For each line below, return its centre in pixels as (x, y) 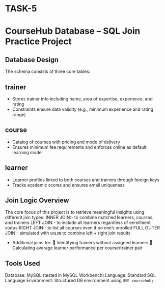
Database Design (32, 60)
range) (19, 114)
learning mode (27, 152)
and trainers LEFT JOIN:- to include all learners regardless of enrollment (78, 223)
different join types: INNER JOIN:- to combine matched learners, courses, (79, 218)
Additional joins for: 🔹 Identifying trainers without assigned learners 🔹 (82, 243)
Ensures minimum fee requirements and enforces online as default (79, 147)
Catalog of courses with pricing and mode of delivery (66, 142)
